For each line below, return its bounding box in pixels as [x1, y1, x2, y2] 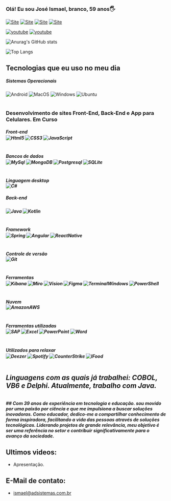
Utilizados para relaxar [6, 347, 56, 353]
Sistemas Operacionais [6, 78, 57, 84]
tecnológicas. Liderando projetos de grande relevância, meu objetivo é [6, 422, 160, 428]
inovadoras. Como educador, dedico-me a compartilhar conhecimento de [6, 411, 166, 418]
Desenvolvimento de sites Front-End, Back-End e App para [6, 110, 155, 117]
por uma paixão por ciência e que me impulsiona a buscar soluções [6, 406, 153, 412]
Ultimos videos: [6, 448, 57, 456]
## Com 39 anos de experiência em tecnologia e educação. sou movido [6, 400, 161, 407]
